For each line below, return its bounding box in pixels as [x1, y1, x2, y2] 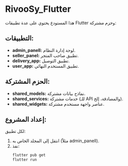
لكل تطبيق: [5, 128, 26, 134]
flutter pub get [12, 153, 46, 158]
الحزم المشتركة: [5, 78, 50, 86]
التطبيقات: [5, 34, 34, 42]
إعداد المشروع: [5, 115, 47, 124]
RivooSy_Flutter [5, 3, 71, 15]
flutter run [12, 157, 37, 163]
